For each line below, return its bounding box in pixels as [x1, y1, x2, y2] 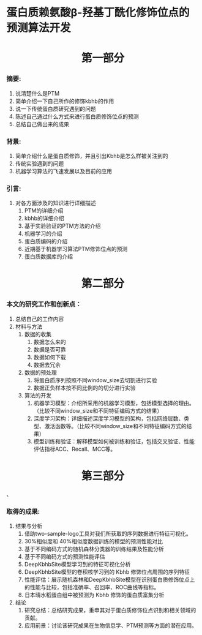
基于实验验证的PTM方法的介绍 [24, 222, 101, 230]
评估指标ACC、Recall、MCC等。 [33, 445, 116, 453]
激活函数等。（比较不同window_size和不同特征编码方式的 [44, 422, 187, 429]
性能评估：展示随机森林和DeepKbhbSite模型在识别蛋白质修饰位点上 [24, 576, 195, 583]
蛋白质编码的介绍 [24, 238, 68, 245]
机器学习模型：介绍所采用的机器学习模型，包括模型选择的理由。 [33, 399, 195, 407]
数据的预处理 [24, 369, 57, 376]
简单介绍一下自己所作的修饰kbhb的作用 [15, 97, 114, 105]
